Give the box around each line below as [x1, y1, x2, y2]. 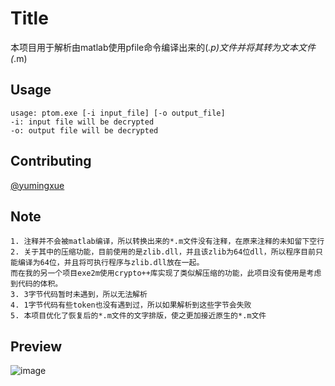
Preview [10, 338, 63, 355]
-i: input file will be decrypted [10, 117, 155, 127]
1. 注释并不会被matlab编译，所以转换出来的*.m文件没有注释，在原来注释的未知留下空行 [10, 237, 325, 247]
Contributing [10, 153, 92, 170]
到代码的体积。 [10, 279, 63, 289]
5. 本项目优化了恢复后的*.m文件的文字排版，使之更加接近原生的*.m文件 [10, 311, 267, 321]
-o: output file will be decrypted [10, 125, 159, 136]
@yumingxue [10, 179, 65, 191]
